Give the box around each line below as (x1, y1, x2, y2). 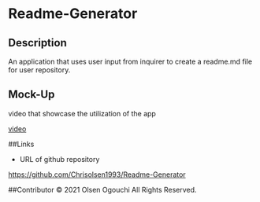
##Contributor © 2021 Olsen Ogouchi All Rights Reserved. (8, 185, 197, 194)
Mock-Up (8, 88, 55, 101)
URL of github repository (19, 154, 100, 163)
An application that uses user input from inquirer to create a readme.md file (8, 57, 253, 66)
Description (8, 36, 67, 50)
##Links (8, 139, 35, 149)
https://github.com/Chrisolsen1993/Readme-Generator (8, 170, 187, 179)
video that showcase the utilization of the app (8, 108, 156, 118)
